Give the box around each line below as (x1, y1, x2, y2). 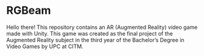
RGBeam (6, 4, 51, 17)
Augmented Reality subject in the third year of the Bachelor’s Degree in (6, 36, 185, 43)
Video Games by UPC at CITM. (6, 43, 83, 50)
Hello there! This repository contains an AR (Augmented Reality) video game (6, 23, 198, 31)
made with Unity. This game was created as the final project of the (6, 30, 174, 37)
